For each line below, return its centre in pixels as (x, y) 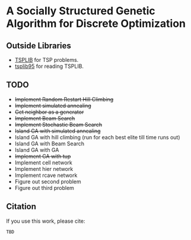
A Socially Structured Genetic (81, 11)
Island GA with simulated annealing (58, 131)
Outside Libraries (39, 46)
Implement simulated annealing (53, 105)
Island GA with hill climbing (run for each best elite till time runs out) (97, 137)
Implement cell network (44, 163)
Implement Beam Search (45, 118)
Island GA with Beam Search (50, 144)
